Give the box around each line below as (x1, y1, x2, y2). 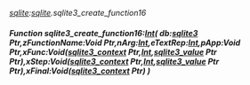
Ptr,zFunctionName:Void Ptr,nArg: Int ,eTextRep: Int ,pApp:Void (9, 37, 241, 48)
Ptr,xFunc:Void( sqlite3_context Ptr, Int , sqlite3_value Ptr (9, 46, 217, 57)
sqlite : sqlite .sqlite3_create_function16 (9, 8, 147, 18)
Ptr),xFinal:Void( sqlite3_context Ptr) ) (9, 66, 151, 76)
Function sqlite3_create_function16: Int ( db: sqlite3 (9, 27, 198, 38)
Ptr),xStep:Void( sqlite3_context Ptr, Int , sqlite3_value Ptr (9, 56, 220, 66)
